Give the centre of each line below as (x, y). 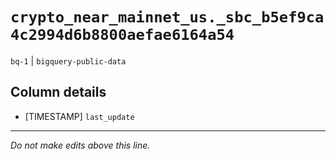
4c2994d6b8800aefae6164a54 (122, 35)
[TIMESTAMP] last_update (79, 116)
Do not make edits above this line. (80, 145)
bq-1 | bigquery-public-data (68, 60)
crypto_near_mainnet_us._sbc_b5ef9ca (167, 17)
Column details (58, 92)
